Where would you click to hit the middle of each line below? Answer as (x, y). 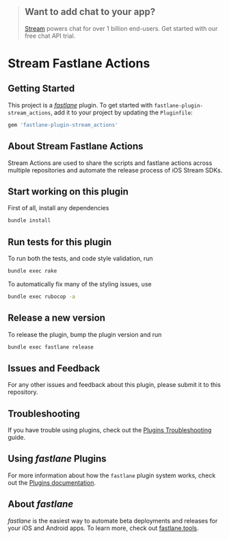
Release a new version (56, 318)
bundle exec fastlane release (51, 347)
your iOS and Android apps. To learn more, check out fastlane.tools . (103, 528)
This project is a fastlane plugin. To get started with (80, 105)
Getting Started (41, 89)
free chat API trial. (50, 36)
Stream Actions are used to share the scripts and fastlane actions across (110, 163)
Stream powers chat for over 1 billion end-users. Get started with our (121, 28)
